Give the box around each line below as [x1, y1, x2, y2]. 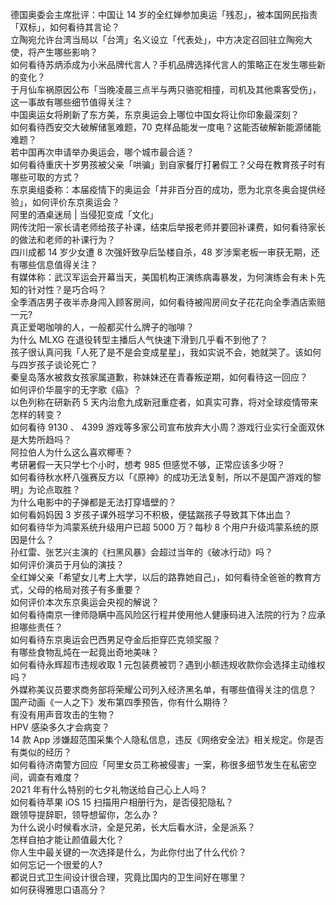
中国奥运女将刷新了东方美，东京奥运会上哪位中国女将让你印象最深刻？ [10, 109, 300, 120]
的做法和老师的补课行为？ [10, 234, 116, 245]
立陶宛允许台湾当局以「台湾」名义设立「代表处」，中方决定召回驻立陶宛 [10, 34, 304, 45]
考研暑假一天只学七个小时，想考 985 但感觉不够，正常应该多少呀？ [10, 459, 286, 470]
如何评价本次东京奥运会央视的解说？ [10, 596, 160, 608]
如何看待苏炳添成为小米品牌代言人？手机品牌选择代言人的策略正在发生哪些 [10, 59, 317, 70]
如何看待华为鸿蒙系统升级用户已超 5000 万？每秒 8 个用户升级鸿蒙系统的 [10, 521, 311, 533]
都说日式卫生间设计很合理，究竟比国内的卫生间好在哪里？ [10, 871, 247, 883]
